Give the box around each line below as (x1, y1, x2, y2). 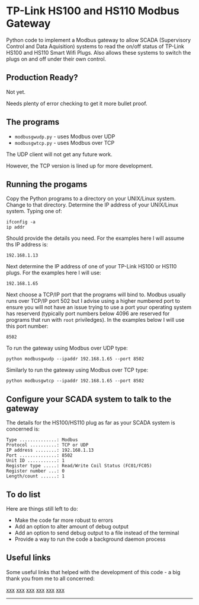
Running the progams (6, 179, 88, 189)
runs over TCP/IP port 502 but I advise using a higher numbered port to (6, 297, 181, 305)
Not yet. (6, 88, 25, 96)
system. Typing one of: (6, 208, 62, 215)
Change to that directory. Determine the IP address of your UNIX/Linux (6, 201, 179, 208)
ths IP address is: (6, 241, 49, 248)
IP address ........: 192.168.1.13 (6, 447, 94, 454)
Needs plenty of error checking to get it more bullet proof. (6, 100, 147, 107)
